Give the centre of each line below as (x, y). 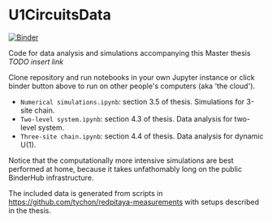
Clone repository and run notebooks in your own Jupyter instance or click (132, 77)
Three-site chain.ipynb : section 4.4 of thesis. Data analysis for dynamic (142, 136)
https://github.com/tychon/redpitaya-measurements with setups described (134, 202)
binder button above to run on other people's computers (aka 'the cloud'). (132, 86)
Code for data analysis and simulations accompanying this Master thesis (130, 53)
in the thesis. (30, 210)
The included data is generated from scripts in (86, 193)
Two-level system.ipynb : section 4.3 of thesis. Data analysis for (126, 118)
